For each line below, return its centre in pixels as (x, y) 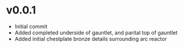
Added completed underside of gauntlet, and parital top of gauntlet (96, 32)
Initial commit (31, 26)
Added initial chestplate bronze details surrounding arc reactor (91, 39)
